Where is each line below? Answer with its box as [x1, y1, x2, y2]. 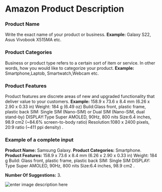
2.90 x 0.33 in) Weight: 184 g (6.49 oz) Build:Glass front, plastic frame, [5, 104, 146, 110]
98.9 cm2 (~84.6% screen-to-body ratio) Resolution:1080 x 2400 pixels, [5, 119, 150, 125]
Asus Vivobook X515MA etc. [5, 37, 62, 43]
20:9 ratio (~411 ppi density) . [5, 125, 64, 130]
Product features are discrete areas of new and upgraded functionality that [5, 94, 155, 99]
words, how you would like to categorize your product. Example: [5, 65, 134, 71]
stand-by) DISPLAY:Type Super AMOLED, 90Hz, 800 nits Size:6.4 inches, [5, 114, 152, 120]
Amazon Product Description [5, 3, 125, 15]
